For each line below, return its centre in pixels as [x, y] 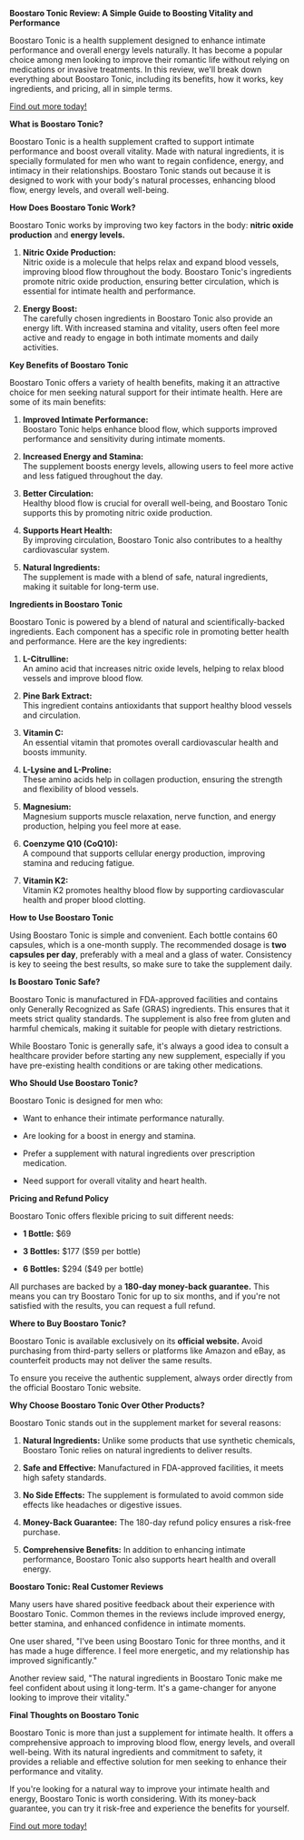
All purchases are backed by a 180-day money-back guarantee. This [140, 1287]
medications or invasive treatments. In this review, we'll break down [136, 69]
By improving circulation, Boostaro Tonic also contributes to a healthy [152, 540]
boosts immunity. [55, 752]
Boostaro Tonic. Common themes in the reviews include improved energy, [147, 1614]
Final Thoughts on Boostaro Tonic [74, 1715]
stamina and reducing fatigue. [78, 863]
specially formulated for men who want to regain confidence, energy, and [147, 161]
